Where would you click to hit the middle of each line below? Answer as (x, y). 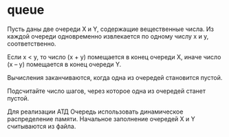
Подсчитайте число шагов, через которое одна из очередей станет (107, 91)
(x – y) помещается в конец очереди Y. (64, 64)
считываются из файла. (42, 126)
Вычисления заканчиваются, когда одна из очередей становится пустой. (115, 77)
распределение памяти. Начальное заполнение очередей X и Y (101, 118)
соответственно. (32, 43)
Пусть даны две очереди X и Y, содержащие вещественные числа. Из (111, 29)
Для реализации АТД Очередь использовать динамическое (95, 112)
